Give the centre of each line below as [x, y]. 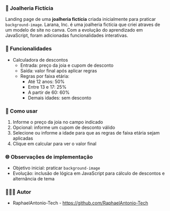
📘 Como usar [22, 111]
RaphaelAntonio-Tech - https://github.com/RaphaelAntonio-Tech [80, 203]
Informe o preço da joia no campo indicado [58, 122]
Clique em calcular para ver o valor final [54, 143]
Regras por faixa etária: [45, 76]
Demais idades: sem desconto [60, 98]
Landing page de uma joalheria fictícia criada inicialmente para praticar [81, 19]
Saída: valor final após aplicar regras [59, 70]
